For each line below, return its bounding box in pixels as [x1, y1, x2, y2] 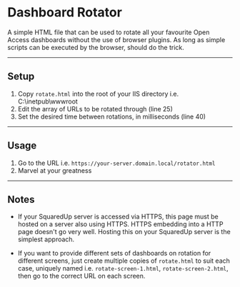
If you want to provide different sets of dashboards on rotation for [17, 249, 211, 258]
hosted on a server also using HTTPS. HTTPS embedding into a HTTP [17, 220, 224, 228]
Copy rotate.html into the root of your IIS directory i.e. [17, 89, 179, 98]
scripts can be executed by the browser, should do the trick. [7, 43, 184, 51]
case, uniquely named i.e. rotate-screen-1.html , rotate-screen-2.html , [17, 264, 229, 273]
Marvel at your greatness [17, 166, 92, 175]
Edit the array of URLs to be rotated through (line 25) [17, 104, 174, 113]
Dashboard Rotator [7, 4, 123, 21]
